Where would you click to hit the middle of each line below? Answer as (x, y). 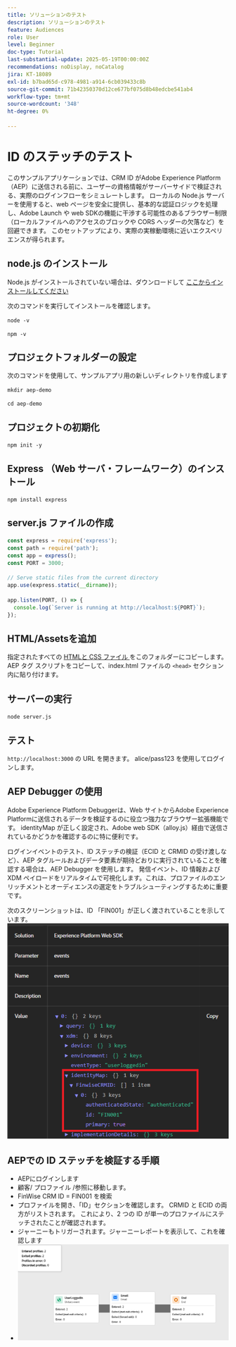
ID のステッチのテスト (70, 157)
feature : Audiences (36, 30)
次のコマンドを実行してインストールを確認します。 (81, 306)
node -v (19, 321)
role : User (23, 37)
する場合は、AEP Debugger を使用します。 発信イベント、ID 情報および (117, 869)
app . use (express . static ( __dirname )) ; (63, 585)
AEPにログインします (48, 1178)
